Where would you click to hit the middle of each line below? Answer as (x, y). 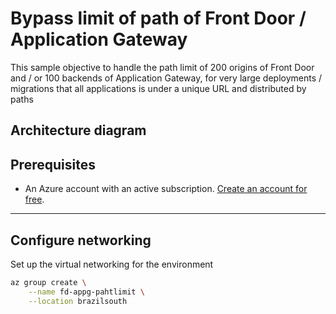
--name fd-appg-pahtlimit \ (86, 292)
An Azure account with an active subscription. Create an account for (166, 189)
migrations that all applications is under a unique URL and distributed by (158, 88)
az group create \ (48, 282)
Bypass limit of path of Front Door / (158, 18)
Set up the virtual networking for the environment (112, 264)
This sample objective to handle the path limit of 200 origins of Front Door (162, 67)
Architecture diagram (78, 130)
